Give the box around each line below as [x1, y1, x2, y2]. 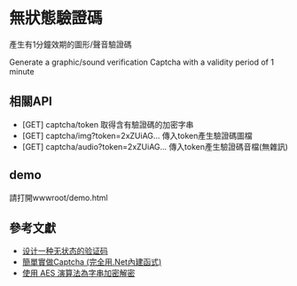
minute [9, 66, 35, 76]
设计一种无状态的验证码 [21, 245, 108, 257]
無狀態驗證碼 [9, 8, 104, 28]
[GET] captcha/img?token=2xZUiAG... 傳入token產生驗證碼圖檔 [21, 130, 253, 141]
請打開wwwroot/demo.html [9, 192, 108, 203]
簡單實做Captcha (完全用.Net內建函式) [21, 257, 162, 267]
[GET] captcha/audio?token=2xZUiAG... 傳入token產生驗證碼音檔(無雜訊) [21, 141, 288, 151]
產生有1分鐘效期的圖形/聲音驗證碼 [9, 39, 132, 50]
